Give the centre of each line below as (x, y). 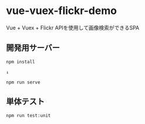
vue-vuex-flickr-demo (61, 11)
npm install (20, 62)
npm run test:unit (28, 115)
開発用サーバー (33, 48)
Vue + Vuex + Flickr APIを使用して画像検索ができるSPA (72, 27)
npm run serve (23, 82)
